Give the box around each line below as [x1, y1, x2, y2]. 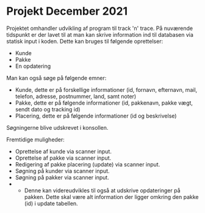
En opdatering [15, 62, 51, 70]
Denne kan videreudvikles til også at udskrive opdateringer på [24, 187, 181, 194]
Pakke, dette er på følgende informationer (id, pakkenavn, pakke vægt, [15, 99, 193, 106]
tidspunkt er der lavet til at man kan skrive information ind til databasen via [6, 31, 194, 38]
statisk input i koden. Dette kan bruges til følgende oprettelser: [6, 37, 164, 45]
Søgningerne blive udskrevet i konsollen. [6, 124, 109, 131]
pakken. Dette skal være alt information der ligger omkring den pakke [24, 193, 199, 200]
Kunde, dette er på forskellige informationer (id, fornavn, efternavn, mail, [15, 86, 198, 93]
